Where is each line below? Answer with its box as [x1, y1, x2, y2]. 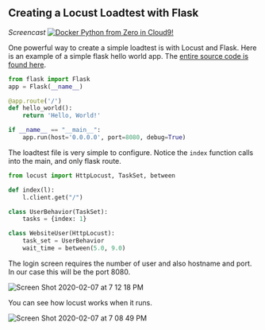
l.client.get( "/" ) [22, 193, 83, 201]
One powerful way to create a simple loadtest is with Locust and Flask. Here [8, 43, 257, 52]
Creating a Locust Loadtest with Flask [8, 6, 199, 20]
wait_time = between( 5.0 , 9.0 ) [22, 244, 126, 253]
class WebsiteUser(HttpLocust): [8, 230, 115, 238]
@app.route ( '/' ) [8, 97, 62, 105]
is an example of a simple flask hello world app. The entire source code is [8, 51, 248, 60]
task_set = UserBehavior [22, 237, 105, 245]
